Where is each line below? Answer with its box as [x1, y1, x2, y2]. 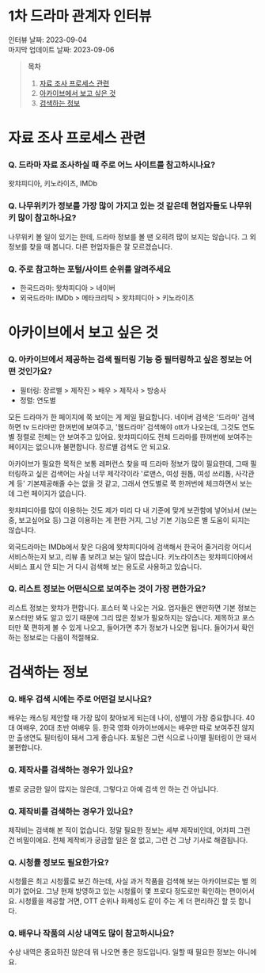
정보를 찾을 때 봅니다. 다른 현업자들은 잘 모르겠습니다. [8, 242, 172, 251]
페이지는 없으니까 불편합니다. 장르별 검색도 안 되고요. [8, 441, 171, 452]
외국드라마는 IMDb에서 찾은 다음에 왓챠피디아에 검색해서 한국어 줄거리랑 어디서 [8, 542, 252, 551]
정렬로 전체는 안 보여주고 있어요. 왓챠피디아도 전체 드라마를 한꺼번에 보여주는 [16, 432, 253, 441]
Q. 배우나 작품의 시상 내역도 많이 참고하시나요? [8, 928, 175, 939]
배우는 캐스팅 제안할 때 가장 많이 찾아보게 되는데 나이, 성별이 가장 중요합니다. [8, 713, 244, 723]
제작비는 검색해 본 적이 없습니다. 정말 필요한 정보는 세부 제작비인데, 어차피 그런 [8, 825, 251, 834]
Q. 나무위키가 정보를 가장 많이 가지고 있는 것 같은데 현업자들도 [8, 200, 228, 212]
